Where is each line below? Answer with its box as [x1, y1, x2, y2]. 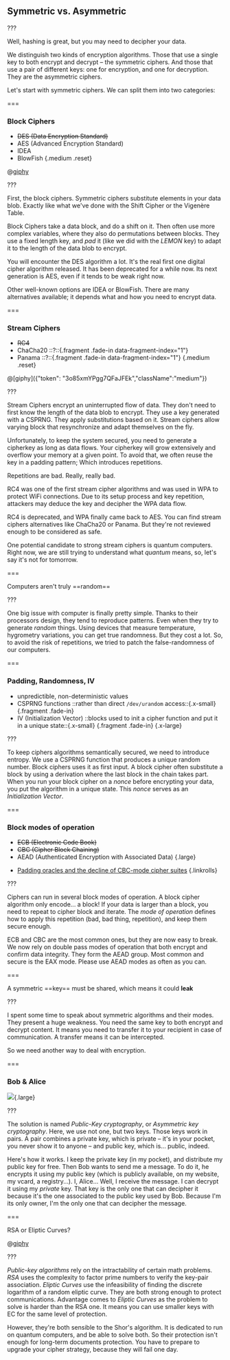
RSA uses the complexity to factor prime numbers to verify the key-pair [7, 1273, 209, 1281]
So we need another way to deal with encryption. [7, 1046, 146, 1054]
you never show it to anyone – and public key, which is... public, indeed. [7, 1142, 210, 1150]
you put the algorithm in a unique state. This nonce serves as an [7, 784, 189, 793]
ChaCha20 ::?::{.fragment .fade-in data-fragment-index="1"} [16, 346, 189, 354]
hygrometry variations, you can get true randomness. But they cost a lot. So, [7, 631, 223, 640]
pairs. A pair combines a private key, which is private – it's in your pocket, [7, 1135, 215, 1143]
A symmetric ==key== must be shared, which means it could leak [7, 984, 194, 992]
